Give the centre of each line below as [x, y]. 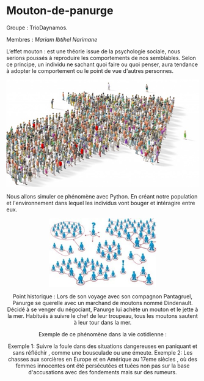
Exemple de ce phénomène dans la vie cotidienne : [103, 334]
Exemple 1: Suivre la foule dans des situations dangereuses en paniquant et [103, 346]
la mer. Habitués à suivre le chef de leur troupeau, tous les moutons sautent [103, 316]
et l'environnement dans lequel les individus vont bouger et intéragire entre [101, 203]
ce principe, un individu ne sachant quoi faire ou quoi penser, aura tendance [102, 64]
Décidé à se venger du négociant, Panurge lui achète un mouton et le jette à [103, 309]
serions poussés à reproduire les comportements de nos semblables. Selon [101, 58]
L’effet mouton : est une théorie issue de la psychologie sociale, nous [93, 51]
